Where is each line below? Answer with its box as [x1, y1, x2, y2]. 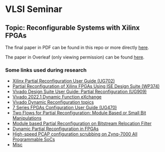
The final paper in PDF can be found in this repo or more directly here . [5, 44, 150, 50]
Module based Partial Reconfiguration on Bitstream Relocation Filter [12, 120, 152, 126]
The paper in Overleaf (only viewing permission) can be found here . [5, 54, 145, 60]
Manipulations [12, 115, 42, 121]
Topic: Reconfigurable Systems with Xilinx [5, 23, 140, 32]
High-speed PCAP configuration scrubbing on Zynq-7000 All [12, 131, 138, 137]
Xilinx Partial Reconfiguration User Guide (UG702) [12, 78, 115, 84]
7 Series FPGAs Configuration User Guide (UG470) [12, 104, 117, 110]
